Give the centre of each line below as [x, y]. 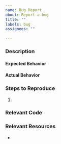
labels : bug [18, 24]
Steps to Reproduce [30, 88]
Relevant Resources [30, 127]
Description [20, 52]
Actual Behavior [23, 75]
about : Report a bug [27, 15]
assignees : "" [20, 29]
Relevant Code [24, 113]
